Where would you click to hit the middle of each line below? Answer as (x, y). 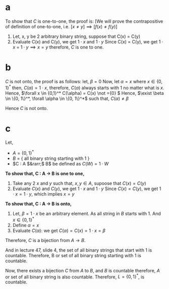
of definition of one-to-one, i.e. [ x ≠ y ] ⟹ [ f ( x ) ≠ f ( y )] (61, 26)
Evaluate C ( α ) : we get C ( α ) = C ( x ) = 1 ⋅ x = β (59, 230)
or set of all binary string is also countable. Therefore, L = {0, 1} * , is (75, 276)
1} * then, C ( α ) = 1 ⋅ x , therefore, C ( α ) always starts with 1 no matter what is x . (85, 87)
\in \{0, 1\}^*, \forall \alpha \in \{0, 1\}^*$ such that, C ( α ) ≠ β (67, 98)
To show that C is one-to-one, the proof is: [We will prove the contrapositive (84, 21)
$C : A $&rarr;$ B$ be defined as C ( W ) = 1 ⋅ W (61, 164)
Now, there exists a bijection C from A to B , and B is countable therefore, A (82, 270)
